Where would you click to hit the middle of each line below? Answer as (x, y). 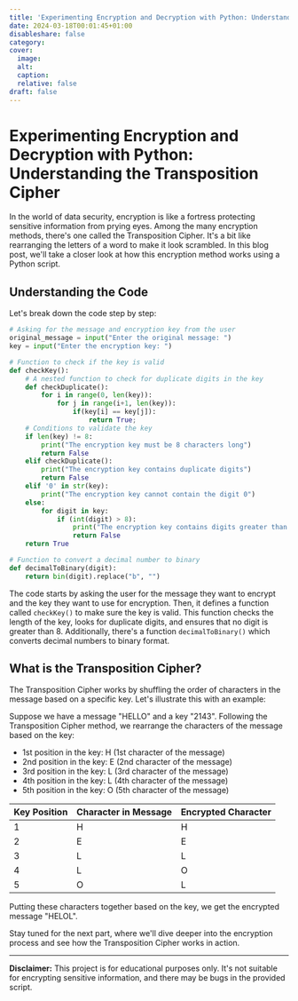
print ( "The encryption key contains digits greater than (180, 528)
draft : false (33, 91)
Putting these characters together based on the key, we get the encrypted (145, 907)
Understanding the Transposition (134, 173)
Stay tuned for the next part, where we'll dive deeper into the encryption (141, 933)
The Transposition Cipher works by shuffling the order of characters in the (145, 690)
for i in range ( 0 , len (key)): (97, 395)
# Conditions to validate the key (89, 428)
